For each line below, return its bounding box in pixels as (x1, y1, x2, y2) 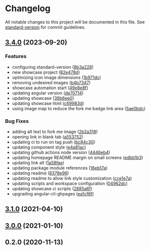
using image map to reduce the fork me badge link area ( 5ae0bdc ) (12, 105, 146, 111)
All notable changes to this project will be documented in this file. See (5, 19, 145, 25)
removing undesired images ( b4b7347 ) (12, 79, 91, 85)
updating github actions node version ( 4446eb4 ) (12, 149, 111, 155)
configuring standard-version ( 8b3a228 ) (12, 64, 94, 70)
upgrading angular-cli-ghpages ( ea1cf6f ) (12, 191, 94, 196)
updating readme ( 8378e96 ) (12, 170, 69, 176)
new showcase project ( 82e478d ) (12, 69, 80, 75)
